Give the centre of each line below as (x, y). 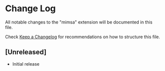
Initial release (26, 64)
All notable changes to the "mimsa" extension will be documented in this (79, 22)
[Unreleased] (26, 52)
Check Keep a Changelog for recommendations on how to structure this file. (83, 37)
